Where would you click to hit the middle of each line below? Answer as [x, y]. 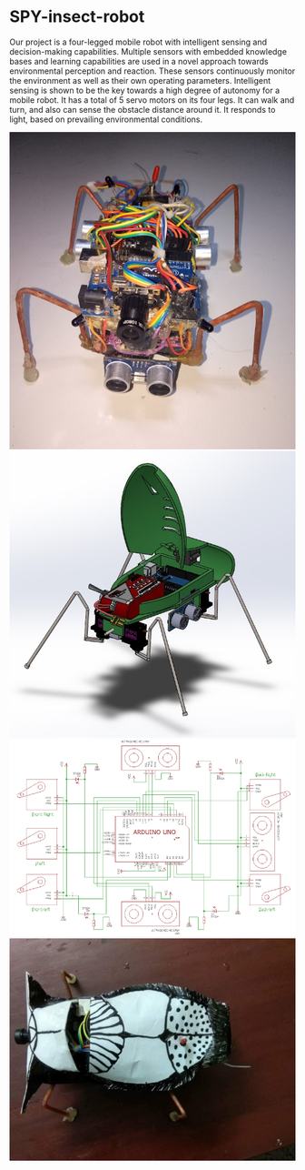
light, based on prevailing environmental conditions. [106, 119]
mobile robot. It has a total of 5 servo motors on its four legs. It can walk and [152, 100]
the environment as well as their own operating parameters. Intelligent [140, 80]
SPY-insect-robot [77, 17]
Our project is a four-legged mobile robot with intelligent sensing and [138, 42]
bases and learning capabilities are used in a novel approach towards [139, 61]
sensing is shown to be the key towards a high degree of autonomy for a [145, 90]
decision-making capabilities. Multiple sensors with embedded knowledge [148, 51]
